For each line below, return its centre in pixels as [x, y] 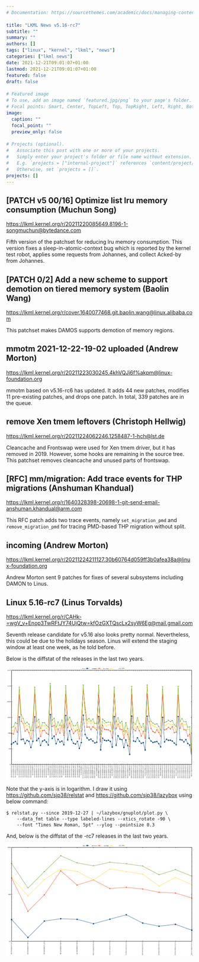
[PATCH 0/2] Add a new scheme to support [87, 279]
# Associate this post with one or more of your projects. [83, 151]
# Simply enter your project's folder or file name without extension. [99, 157]
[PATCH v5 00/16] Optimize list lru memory [87, 200]
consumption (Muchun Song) [61, 210]
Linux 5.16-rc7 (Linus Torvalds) [65, 603]
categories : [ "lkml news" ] [39, 56]
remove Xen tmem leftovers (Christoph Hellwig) [96, 422]
